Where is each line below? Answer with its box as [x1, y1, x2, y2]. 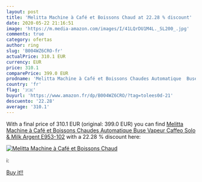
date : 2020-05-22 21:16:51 [6, 20, 74, 26]
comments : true [6, 31, 44, 37]
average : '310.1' [6, 103, 50, 110]
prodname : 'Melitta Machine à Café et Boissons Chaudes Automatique [6, 76, 182, 82]
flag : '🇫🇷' [6, 87, 36, 93]
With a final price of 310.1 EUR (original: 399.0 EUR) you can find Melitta [6, 120, 183, 127]
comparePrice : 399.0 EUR [6, 70, 69, 76]
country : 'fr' [6, 82, 42, 88]
